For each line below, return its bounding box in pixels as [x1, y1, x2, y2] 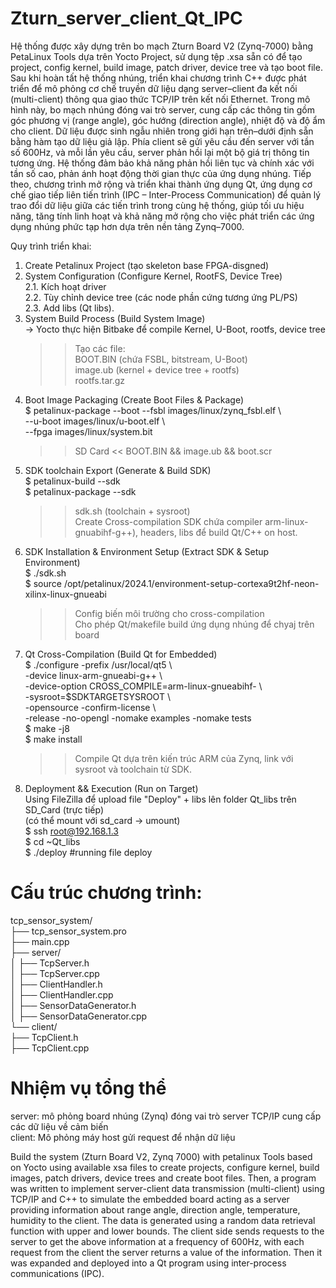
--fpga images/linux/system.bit [24, 425, 153, 437]
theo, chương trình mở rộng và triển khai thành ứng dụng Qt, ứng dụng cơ [10, 178, 313, 190]
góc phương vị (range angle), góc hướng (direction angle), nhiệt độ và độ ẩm [10, 114, 326, 126]
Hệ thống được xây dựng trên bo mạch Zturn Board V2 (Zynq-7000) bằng [10, 40, 314, 52]
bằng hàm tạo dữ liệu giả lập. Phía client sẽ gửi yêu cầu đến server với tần [10, 135, 315, 147]
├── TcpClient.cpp [10, 1042, 90, 1054]
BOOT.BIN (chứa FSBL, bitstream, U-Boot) [74, 353, 248, 365]
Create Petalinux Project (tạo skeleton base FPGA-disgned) [24, 259, 270, 271]
